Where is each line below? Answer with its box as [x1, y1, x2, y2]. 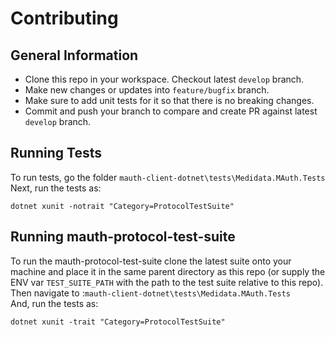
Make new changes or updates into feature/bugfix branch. [24, 84, 270, 96]
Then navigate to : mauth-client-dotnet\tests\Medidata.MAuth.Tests [10, 287, 291, 299]
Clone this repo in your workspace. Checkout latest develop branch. [24, 73, 305, 85]
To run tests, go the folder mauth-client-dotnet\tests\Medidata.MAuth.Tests [10, 171, 326, 183]
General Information [10, 47, 139, 64]
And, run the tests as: [10, 297, 99, 309]
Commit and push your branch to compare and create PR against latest [24, 105, 318, 117]
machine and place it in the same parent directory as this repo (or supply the [10, 265, 326, 277]
